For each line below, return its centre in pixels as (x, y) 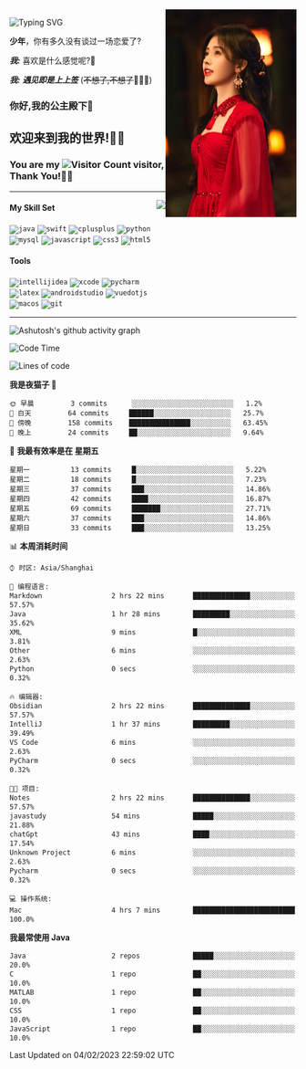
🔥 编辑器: (26, 697)
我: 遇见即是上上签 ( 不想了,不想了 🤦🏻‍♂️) (81, 80)
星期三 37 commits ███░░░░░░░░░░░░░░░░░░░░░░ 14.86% (140, 489)
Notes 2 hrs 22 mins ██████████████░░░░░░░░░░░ (153, 798)
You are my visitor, (87, 165)
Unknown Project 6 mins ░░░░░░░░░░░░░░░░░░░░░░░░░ (153, 853)
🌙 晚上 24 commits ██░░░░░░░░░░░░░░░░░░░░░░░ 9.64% (137, 433)
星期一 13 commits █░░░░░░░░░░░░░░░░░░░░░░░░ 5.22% (138, 470)
